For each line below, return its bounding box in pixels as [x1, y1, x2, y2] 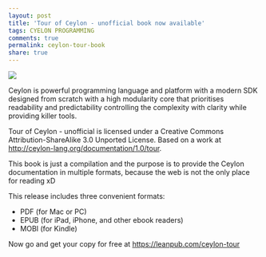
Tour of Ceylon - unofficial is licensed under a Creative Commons [8, 127, 224, 136]
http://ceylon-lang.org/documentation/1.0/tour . [8, 144, 162, 152]
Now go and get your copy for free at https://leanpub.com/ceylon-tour [8, 239, 240, 248]
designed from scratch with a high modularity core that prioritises [8, 94, 224, 104]
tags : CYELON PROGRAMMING [8, 26, 94, 34]
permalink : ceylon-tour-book [8, 42, 105, 49]
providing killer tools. [8, 111, 77, 121]
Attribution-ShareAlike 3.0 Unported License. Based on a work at [8, 135, 221, 144]
